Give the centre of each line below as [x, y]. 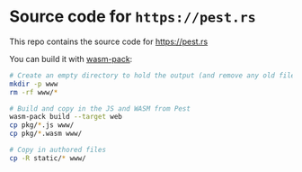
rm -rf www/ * [34, 92]
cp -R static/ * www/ [48, 158]
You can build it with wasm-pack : [71, 59]
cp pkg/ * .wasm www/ [46, 134]
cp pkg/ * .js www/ [42, 125]
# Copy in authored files [58, 150]
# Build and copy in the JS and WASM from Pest [100, 109]
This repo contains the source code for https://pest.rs [109, 41]
